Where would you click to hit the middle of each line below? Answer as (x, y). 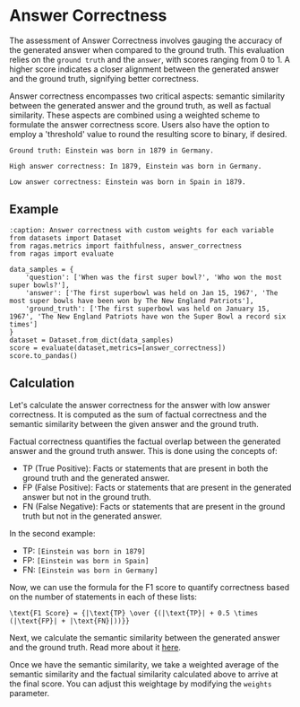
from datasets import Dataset (66, 238)
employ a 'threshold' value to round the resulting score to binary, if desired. (148, 134)
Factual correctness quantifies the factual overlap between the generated (145, 441)
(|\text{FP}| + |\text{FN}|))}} (69, 621)
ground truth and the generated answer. (96, 477)
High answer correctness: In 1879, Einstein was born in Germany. (136, 166)
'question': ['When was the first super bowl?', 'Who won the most (154, 277)
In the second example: (52, 533)
